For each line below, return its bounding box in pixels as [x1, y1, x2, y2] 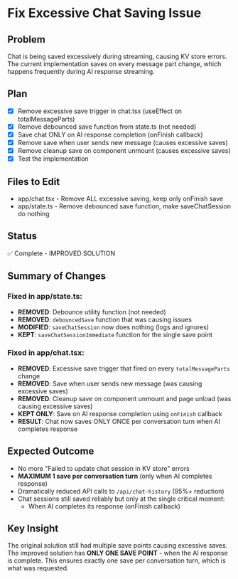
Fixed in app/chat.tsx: [7, 348, 85, 358]
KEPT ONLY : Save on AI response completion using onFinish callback [17, 409, 222, 418]
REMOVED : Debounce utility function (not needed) [17, 307, 166, 316]
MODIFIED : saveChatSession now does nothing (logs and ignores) [17, 322, 210, 331]
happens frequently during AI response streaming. [7, 68, 155, 75]
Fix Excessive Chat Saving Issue [7, 5, 202, 21]
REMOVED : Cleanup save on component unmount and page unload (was [17, 394, 232, 403]
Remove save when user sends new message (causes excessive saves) [17, 139, 229, 147]
